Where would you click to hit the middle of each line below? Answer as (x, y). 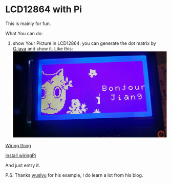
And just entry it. (23, 165)
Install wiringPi (21, 155)
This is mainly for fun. (28, 23)
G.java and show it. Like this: (43, 48)
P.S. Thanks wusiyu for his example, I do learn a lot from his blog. (74, 175)
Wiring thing (18, 146)
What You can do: (24, 33)
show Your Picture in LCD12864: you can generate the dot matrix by (84, 43)
